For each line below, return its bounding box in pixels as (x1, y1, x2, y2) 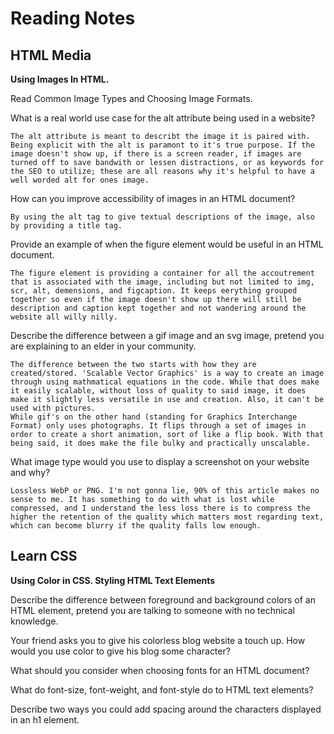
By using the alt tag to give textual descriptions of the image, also (10, 212, 315, 222)
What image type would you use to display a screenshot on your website (10, 456, 310, 467)
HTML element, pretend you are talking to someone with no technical (10, 604, 295, 616)
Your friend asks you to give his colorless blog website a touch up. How (10, 634, 306, 646)
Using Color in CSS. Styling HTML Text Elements (10, 574, 216, 586)
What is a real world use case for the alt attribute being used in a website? (10, 112, 316, 124)
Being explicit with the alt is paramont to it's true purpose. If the (10, 140, 315, 150)
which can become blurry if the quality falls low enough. (10, 521, 262, 531)
